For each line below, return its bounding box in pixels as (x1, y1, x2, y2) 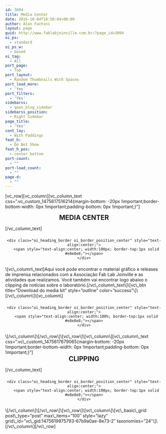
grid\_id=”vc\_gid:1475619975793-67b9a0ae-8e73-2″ (5, 418, 116, 424)
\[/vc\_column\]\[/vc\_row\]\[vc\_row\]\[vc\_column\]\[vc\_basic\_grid (5, 407, 146, 413)
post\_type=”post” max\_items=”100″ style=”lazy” (5, 412, 108, 418)
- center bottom (9, 151, 43, 156)
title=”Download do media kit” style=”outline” (5, 287, 98, 293)
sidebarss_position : (5, 109, 48, 115)
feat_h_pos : (5, 147, 30, 152)
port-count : (5, 156, 30, 161)
